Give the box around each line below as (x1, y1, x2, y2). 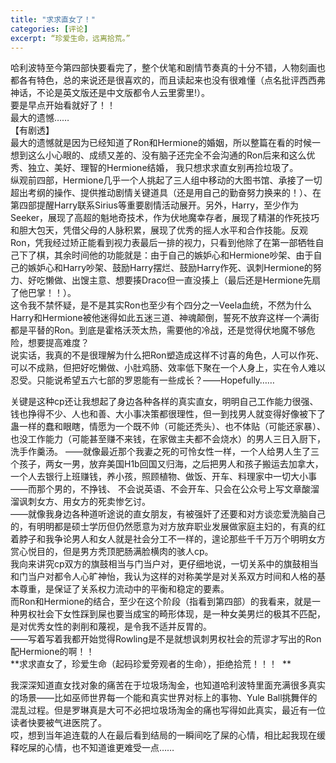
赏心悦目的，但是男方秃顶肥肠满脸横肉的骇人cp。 (10, 546, 214, 558)
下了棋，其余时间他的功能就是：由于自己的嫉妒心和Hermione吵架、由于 (18, 249, 314, 261)
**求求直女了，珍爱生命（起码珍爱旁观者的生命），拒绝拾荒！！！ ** (10, 658, 292, 670)
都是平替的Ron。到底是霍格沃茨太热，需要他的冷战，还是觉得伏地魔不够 (10, 324, 307, 336)
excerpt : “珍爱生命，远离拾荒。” (10, 33, 131, 43)
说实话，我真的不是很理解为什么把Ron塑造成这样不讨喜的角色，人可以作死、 (10, 349, 325, 361)
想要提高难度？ (27, 337, 90, 349)
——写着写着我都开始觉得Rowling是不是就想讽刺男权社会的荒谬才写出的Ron (10, 633, 322, 645)
